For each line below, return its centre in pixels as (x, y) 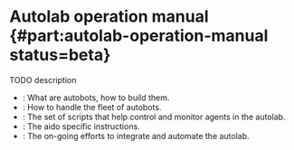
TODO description (43, 80)
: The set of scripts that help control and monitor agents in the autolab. (154, 117)
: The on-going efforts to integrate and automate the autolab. (136, 136)
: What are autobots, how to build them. (96, 98)
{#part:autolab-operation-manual (139, 36)
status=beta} (60, 55)
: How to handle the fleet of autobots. (92, 107)
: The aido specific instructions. (81, 126)
